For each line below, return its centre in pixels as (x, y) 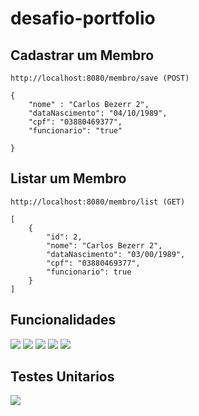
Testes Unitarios (62, 377)
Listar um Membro (68, 178)
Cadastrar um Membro (82, 55)
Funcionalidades (63, 320)
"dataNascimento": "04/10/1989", (98, 113)
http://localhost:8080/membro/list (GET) (98, 202)
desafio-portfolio (83, 18)
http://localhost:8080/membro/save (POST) (100, 78)
